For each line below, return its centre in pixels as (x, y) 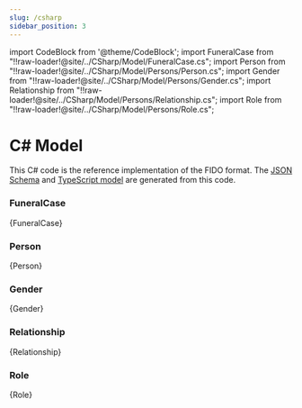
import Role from (251, 99)
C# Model (46, 145)
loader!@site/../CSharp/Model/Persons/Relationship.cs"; (114, 99)
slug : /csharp (36, 18)
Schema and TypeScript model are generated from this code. (123, 180)
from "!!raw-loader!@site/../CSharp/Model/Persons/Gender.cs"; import (140, 80)
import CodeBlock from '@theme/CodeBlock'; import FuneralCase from (142, 51)
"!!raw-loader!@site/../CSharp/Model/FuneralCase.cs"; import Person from (147, 61)
